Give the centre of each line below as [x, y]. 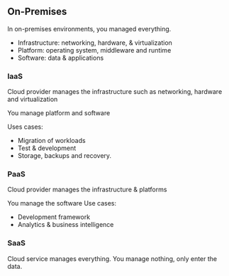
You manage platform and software [59, 113]
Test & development [47, 148]
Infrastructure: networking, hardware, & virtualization [95, 43]
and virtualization [33, 100]
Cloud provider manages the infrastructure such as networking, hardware [115, 92]
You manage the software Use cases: [62, 203]
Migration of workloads [52, 141]
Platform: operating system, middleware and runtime [94, 50]
